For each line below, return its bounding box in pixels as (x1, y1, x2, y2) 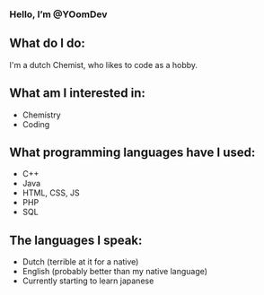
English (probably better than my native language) (22, 266, 208, 277)
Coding (22, 118, 50, 129)
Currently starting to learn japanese (22, 275, 154, 286)
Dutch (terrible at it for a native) (22, 256, 139, 267)
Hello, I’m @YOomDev (9, 8, 108, 21)
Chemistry (22, 109, 61, 120)
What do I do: (9, 36, 85, 51)
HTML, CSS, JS (22, 187, 80, 198)
